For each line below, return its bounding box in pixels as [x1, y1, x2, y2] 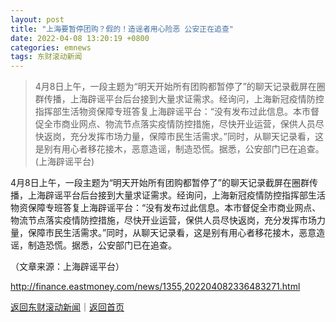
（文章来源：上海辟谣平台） [10, 261, 125, 273]
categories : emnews [10, 42, 92, 53]
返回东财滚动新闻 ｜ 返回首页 [10, 301, 125, 313]
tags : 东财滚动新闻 [10, 52, 83, 62]
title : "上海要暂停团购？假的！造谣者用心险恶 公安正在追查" [10, 24, 234, 34]
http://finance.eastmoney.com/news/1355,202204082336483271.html [10, 281, 301, 293]
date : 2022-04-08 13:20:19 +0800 [10, 33, 150, 43]
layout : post [10, 14, 65, 25]
